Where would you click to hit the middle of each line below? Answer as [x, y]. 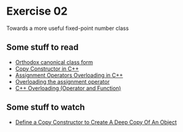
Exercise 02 [37, 11]
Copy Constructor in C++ [47, 68]
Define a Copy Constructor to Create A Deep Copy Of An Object [96, 122]
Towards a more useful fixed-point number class [68, 28]
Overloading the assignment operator [62, 81]
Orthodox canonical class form [54, 62]
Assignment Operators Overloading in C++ [69, 75]
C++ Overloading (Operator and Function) [68, 88]
